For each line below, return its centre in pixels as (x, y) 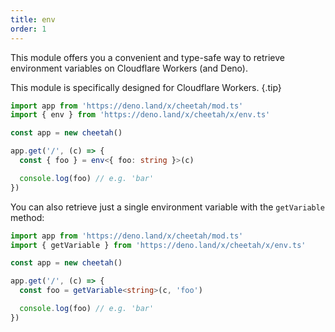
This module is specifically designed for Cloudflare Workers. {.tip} (146, 87)
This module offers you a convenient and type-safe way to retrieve (148, 57)
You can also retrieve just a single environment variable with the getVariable (168, 207)
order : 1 (28, 29)
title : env (33, 19)
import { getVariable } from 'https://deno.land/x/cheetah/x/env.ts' (158, 245)
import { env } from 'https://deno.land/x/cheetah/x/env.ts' (140, 115)
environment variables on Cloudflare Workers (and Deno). (129, 68)
